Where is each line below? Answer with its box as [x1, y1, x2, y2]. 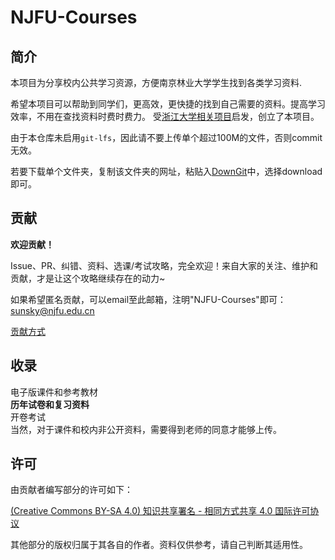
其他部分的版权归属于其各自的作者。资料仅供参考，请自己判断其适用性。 [10, 539, 308, 551]
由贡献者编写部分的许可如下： [10, 484, 133, 496]
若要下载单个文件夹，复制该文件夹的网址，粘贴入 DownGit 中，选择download [10, 166, 323, 177]
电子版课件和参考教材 [10, 386, 98, 398]
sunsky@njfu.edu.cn [10, 304, 95, 316]
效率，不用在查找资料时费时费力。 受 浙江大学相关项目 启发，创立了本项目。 [10, 111, 320, 122]
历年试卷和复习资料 [10, 398, 90, 410]
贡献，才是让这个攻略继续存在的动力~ [10, 272, 166, 284]
